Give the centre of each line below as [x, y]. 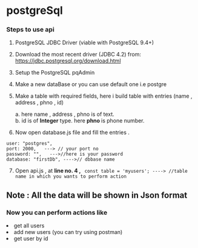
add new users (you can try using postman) [68, 232]
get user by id [31, 239]
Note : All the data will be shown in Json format [97, 195]
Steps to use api [30, 30]
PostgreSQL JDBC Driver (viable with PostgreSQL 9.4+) [84, 42]
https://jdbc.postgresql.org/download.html [68, 61]
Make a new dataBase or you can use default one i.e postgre [91, 84]
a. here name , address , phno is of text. [65, 114]
